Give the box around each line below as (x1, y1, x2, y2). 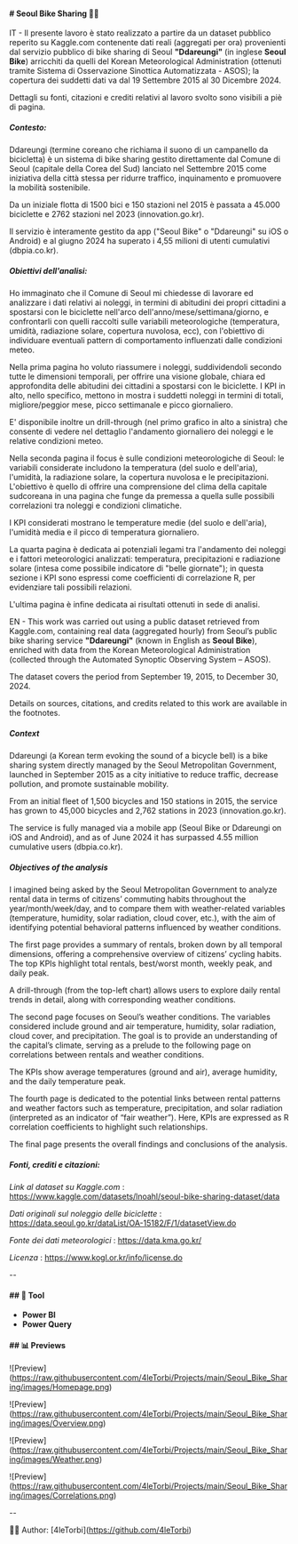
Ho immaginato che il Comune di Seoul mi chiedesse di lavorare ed (9, 288, 255, 299)
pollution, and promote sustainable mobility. (9, 779, 169, 790)
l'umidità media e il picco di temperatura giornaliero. (9, 527, 200, 538)
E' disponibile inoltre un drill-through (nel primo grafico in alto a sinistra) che (9, 417, 288, 428)
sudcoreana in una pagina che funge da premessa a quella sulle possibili (9, 491, 275, 502)
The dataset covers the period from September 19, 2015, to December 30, (9, 671, 279, 682)
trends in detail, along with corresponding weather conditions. (9, 994, 237, 1005)
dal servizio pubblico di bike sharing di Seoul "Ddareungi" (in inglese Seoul (9, 46, 286, 58)
